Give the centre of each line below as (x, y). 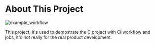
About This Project (44, 9)
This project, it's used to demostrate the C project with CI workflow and (78, 32)
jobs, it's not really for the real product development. (58, 37)
